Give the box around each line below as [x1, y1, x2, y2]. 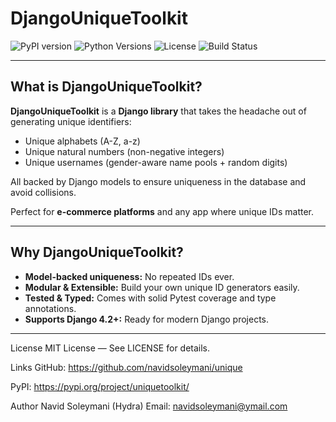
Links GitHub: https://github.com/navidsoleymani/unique [10, 361, 243, 373]
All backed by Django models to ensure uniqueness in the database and [10, 175, 307, 187]
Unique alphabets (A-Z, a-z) [24, 135, 141, 147]
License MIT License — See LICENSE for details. [10, 342, 211, 354]
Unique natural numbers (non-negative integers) [24, 145, 225, 157]
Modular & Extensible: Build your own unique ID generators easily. [24, 281, 300, 293]
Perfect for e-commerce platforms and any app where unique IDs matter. [10, 205, 315, 217]
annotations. [24, 302, 77, 314]
